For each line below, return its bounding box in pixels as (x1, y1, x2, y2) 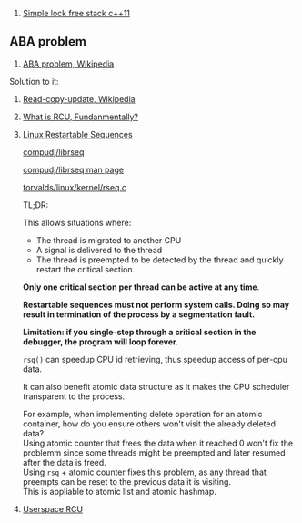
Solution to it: (9, 76, 59, 87)
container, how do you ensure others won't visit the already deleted (22, 418, 276, 429)
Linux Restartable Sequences (22, 128, 134, 139)
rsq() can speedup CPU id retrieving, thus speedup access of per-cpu (22, 354, 288, 364)
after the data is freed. (22, 456, 106, 467)
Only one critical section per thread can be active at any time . (22, 282, 260, 292)
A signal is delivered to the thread (35, 244, 163, 255)
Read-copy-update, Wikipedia (22, 93, 136, 104)
